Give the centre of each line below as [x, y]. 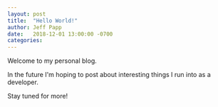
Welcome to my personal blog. [52, 61]
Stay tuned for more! [38, 96]
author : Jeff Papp [35, 27]
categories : [25, 41]
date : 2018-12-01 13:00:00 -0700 [60, 34]
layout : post [27, 14]
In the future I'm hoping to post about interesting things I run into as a [109, 75]
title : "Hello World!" [43, 21]
